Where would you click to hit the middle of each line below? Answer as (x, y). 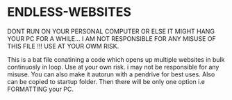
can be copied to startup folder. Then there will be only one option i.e (106, 81)
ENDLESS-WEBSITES (69, 12)
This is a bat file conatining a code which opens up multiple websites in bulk (116, 59)
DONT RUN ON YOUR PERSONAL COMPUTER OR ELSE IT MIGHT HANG (111, 31)
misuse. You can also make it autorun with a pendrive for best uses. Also (111, 74)
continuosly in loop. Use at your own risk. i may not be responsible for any (113, 67)
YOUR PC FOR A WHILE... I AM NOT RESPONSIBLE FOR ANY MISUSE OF (112, 38)
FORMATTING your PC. (41, 89)
